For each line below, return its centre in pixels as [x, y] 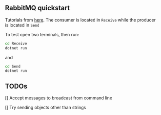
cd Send [13, 66]
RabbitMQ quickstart [37, 8]
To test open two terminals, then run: [42, 34]
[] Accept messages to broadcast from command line [59, 98]
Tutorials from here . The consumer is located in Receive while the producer [80, 20]
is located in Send [22, 25]
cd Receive [16, 44]
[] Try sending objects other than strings [46, 108]
